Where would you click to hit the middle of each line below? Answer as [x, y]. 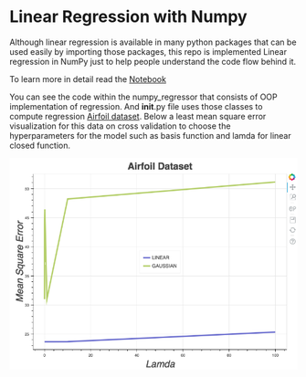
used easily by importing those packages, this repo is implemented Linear [148, 51]
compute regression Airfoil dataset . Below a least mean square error [138, 116]
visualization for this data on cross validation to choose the [120, 126]
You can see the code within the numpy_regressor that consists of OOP [143, 97]
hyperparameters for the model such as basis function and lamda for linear [150, 135]
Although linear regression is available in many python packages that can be [153, 42]
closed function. [40, 145]
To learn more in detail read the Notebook [88, 79]
